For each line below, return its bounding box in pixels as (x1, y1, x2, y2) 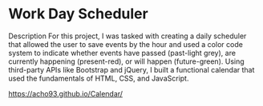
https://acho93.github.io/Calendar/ (8, 88, 123, 98)
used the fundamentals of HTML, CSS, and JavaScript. (8, 73, 189, 83)
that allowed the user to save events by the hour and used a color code (8, 39, 243, 49)
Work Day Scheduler (8, 5, 148, 23)
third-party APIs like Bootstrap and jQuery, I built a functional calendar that (8, 65, 255, 74)
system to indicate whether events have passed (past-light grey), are (8, 48, 237, 57)
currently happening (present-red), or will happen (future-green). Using (8, 57, 245, 66)
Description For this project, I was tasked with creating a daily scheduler (8, 31, 247, 41)
